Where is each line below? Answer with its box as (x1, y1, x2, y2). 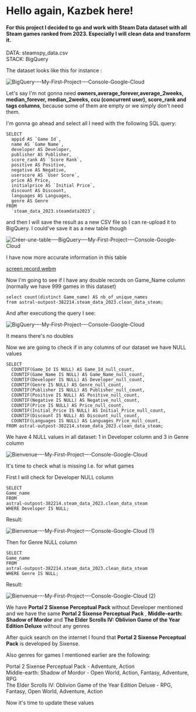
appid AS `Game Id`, (11, 136, 61, 142)
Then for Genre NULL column (6, 539, 77, 546)
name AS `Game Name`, (11, 142, 64, 147)
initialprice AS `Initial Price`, (11, 183, 95, 189)
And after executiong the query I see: (6, 310, 96, 317)
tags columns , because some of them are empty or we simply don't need (6, 102, 184, 109)
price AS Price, (11, 177, 51, 183)
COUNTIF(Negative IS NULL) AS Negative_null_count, (11, 398, 140, 404)
